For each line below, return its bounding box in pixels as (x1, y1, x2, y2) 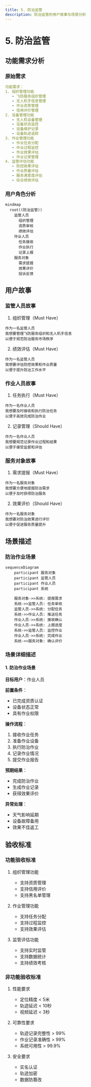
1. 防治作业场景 (5, 664, 36, 670)
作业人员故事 (5, 380, 36, 387)
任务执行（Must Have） (12, 392, 61, 398)
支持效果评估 (19, 926, 46, 932)
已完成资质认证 (12, 698, 43, 704)
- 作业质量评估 (11, 168, 39, 173)
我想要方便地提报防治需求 (5, 486, 50, 491)
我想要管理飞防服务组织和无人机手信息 (5, 331, 72, 336)
